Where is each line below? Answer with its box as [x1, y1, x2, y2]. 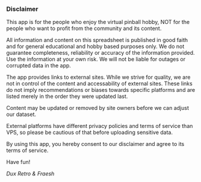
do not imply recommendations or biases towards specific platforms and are [6, 86, 196, 94]
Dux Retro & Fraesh [6, 170, 55, 177]
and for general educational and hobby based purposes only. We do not [6, 43, 185, 50]
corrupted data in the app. [6, 62, 71, 69]
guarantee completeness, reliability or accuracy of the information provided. [6, 49, 195, 56]
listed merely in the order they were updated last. [6, 93, 128, 100]
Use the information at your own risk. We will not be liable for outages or [6, 56, 185, 63]
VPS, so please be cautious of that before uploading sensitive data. [6, 129, 173, 136]
